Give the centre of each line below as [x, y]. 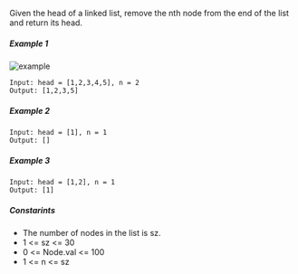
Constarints [33, 210]
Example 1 [29, 43]
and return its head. [46, 23]
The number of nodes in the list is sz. [91, 232]
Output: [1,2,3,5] [44, 90]
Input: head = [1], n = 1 [58, 132]
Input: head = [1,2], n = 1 [62, 182]
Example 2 [30, 110]
